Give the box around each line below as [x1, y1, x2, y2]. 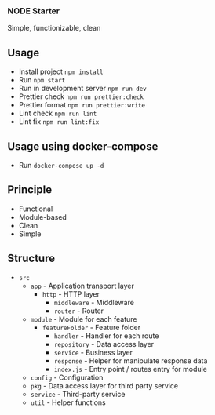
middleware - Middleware [53, 297, 135, 307]
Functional [18, 204, 53, 213]
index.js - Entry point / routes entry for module [53, 364, 207, 373]
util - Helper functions [30, 398, 107, 407]
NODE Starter [7, 5, 60, 16]
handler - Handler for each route [53, 331, 159, 340]
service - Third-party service [30, 389, 126, 399]
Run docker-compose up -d [18, 160, 104, 169]
